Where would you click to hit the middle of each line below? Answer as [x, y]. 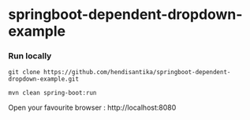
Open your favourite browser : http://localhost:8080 [92, 107]
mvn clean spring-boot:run [52, 93]
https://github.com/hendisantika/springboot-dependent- [137, 73]
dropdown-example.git [44, 79]
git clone [24, 73]
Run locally [30, 56]
